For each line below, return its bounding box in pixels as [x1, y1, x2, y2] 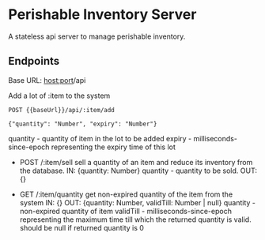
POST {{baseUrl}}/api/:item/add [8, 106, 115, 114]
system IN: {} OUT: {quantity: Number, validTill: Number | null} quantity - [19, 197, 256, 207]
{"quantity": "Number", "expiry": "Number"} [8, 120, 157, 128]
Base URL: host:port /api [8, 75, 86, 84]
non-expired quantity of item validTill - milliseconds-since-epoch [19, 206, 232, 216]
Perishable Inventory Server [8, 6, 197, 24]
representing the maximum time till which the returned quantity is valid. [19, 215, 252, 224]
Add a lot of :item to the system [8, 91, 111, 100]
